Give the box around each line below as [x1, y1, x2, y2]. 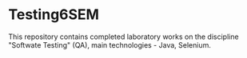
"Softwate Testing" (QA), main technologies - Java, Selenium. [8, 40, 212, 49]
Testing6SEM [8, 6, 100, 24]
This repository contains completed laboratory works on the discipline [8, 32, 239, 41]
